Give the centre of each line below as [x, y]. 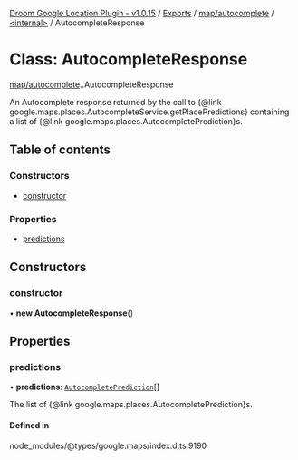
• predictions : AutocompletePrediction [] [85, 387]
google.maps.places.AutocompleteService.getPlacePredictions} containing [149, 112]
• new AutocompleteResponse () [72, 313]
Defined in [29, 425]
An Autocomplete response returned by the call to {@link [115, 102]
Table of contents [60, 150]
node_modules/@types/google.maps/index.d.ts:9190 [108, 445]
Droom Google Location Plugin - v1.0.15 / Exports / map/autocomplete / [142, 13]
